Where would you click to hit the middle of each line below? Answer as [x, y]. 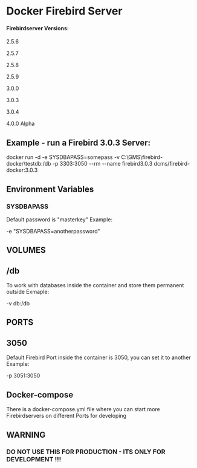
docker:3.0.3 [22, 170]
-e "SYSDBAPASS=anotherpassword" [53, 231]
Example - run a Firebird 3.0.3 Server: [79, 142]
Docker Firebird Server [64, 11]
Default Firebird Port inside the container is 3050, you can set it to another [99, 357]
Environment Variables [50, 189]
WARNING [26, 434]
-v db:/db [18, 304]
